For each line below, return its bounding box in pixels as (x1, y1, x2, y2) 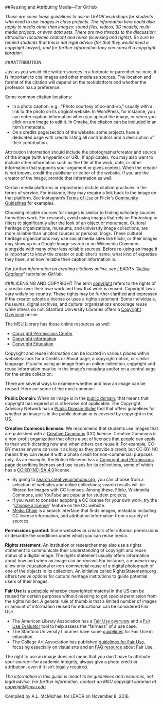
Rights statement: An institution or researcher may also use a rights (5, 542, 142, 548)
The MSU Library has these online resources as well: (5, 321, 111, 327)
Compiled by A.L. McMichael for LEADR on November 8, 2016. (5, 693, 130, 699)
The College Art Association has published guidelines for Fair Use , (12, 639, 145, 644)
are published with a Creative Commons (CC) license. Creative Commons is (5, 431, 157, 436)
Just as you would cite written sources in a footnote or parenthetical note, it (5, 69, 157, 75)
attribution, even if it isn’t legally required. (5, 664, 89, 670)
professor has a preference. (5, 85, 61, 90)
